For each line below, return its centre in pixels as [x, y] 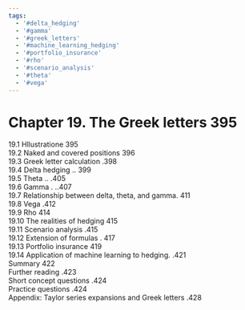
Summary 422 [32, 264]
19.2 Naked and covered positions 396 [72, 153]
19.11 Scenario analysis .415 [53, 230]
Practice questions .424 [48, 289]
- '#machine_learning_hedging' [68, 46]
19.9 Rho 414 [29, 212]
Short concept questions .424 [58, 280]
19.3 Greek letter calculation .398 [63, 162]
